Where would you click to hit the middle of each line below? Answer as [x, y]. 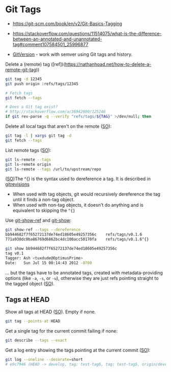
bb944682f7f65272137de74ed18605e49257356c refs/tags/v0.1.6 [74, 235]
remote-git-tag [21, 70]
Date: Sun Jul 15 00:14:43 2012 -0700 [49, 263]
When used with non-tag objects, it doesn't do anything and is [78, 205]
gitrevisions [17, 184]
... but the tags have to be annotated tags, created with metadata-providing [84, 273]
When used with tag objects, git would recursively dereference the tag [86, 194]
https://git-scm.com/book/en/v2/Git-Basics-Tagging [67, 24]
